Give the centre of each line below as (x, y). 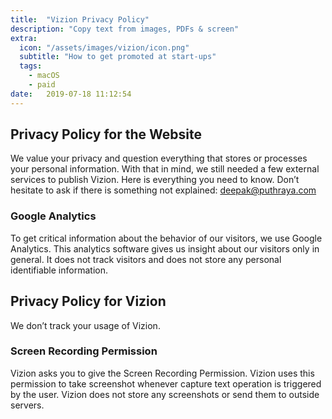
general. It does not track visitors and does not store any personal (146, 259)
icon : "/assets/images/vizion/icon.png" (104, 47)
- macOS (44, 76)
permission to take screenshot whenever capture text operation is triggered (166, 383)
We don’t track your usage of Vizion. (85, 325)
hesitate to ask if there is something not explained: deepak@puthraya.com (163, 190)
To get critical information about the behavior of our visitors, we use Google (166, 238)
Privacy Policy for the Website (106, 134)
